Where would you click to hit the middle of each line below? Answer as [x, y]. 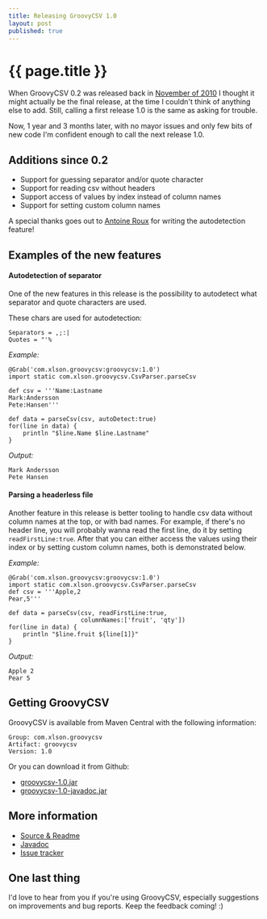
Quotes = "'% [30, 339]
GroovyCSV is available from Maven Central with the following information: [132, 722]
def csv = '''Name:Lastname [56, 390]
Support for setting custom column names [90, 205]
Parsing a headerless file [51, 495]
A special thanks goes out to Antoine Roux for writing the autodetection [127, 221]
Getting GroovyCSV [59, 703]
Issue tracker [42, 853]
